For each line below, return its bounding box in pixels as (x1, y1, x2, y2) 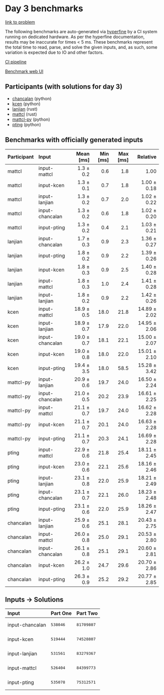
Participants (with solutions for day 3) (5, 83, 123, 91)
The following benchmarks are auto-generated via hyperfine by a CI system (5, 28, 158, 34)
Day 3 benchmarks (5, 3, 83, 14)
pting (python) (12, 121, 41, 127)
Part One (50, 610, 72, 617)
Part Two (76, 610, 98, 617)
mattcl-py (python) (12, 116, 50, 122)
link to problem (5, 19, 35, 25)
